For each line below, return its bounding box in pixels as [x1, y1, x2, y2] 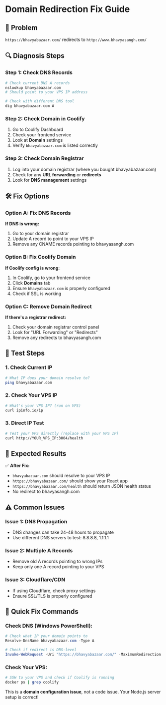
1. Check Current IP [5, 364, 53, 371]
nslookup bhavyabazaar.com [5, 85, 61, 90]
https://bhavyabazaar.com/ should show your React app [12, 478, 128, 484]
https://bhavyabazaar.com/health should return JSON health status [12, 483, 151, 489]
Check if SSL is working [12, 291, 62, 297]
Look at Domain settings [12, 137, 63, 143]
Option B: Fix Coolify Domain [5, 254, 76, 261]
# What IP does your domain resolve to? [5, 375, 90, 380]
